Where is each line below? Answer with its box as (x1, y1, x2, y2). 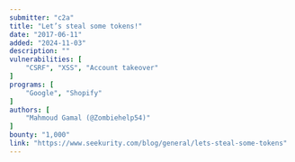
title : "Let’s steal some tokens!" (9, 22, 143, 31)
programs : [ (9, 80, 54, 89)
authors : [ (9, 105, 50, 114)
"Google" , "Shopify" (25, 88, 103, 97)
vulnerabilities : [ (9, 55, 83, 64)
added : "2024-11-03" (9, 38, 87, 48)
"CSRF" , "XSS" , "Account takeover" (25, 64, 159, 73)
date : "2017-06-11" (9, 30, 83, 39)
